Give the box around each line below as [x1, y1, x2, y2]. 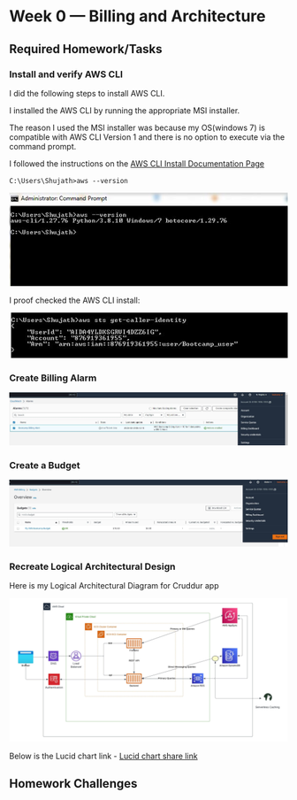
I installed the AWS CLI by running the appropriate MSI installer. [9, 104, 240, 116]
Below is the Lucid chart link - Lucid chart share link [9, 750, 198, 761]
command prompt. [9, 141, 77, 151]
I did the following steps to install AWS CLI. [9, 88, 165, 98]
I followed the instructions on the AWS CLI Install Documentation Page [9, 158, 265, 169]
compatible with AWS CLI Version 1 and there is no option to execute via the [9, 131, 286, 142]
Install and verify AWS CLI [9, 68, 124, 81]
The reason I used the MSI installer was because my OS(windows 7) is [9, 122, 265, 133]
